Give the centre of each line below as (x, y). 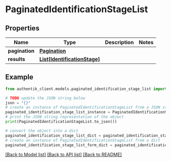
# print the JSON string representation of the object (65, 117)
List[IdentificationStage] (70, 59)
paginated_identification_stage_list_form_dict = (59, 145)
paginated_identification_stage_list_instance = (58, 112)
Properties (22, 28)
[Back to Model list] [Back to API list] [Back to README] (64, 155)
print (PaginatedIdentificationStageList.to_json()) (61, 122)
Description (119, 42)
